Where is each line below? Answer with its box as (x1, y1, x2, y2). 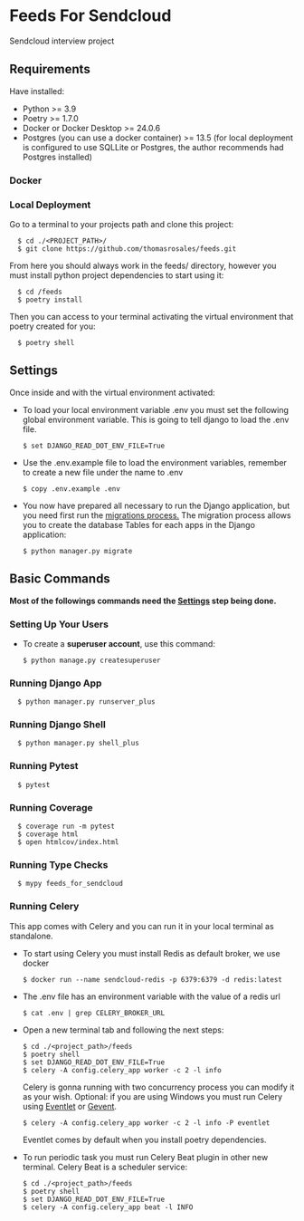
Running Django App (9, 677, 102, 689)
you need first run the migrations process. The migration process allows (22, 509, 291, 521)
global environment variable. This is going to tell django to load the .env (22, 414, 290, 425)
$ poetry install (17, 295, 83, 304)
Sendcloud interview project (9, 35, 115, 46)
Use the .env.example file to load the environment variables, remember (22, 457, 288, 467)
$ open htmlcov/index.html (17, 838, 119, 847)
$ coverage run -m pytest (17, 822, 116, 832)
